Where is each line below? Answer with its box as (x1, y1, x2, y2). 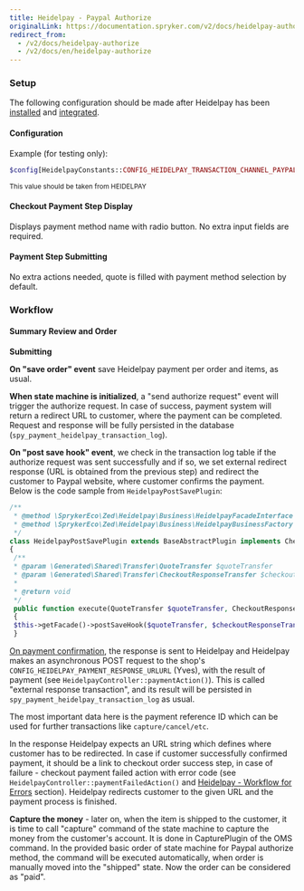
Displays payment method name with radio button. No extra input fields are (9, 221, 290, 232)
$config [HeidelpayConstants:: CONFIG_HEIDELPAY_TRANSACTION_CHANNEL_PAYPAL (9, 165, 298, 175)
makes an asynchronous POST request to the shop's (9, 656, 205, 666)
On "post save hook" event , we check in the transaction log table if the (9, 447, 277, 458)
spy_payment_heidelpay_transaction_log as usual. (9, 694, 195, 704)
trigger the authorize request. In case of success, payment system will (9, 400, 271, 412)
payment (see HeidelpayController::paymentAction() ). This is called (9, 675, 265, 685)
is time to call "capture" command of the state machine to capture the (9, 823, 270, 834)
